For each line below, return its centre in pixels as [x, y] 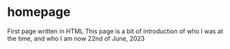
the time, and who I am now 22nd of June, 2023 [76, 38]
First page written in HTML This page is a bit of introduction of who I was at [115, 31]
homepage [39, 12]
